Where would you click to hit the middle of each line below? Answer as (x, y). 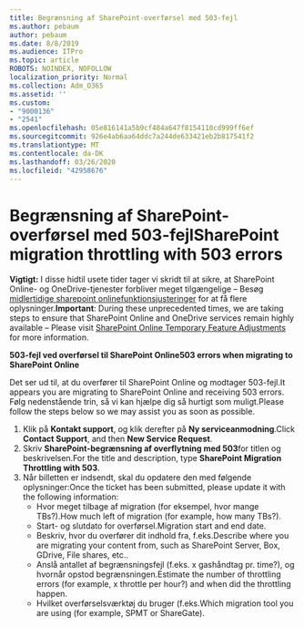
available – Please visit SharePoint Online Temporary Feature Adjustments (148, 328)
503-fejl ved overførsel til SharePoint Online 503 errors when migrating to (151, 355)
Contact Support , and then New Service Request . (117, 439)
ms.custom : (30, 103)
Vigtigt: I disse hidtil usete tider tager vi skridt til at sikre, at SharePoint (142, 280)
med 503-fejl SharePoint (186, 235)
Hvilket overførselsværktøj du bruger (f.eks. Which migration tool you (165, 603)
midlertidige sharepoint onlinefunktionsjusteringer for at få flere (128, 299)
